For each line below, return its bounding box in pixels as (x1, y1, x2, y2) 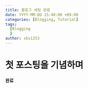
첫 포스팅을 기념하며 (5, 60, 84, 71)
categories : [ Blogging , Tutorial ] (5, 17, 79, 22)
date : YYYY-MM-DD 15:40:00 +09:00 (5, 12, 79, 17)
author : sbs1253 (5, 36, 40, 41)
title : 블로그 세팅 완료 (5, 7, 51, 13)
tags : (5, 21, 17, 27)
